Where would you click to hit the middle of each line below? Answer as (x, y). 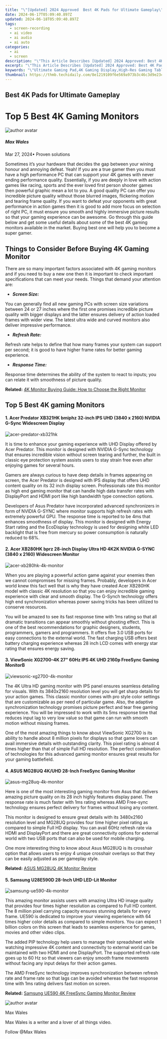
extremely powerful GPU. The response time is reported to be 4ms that (78, 516)
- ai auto (20, 42)
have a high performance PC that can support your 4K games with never (80, 175)
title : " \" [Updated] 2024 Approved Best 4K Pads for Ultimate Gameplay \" (84, 10)
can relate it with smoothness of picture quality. (54, 380)
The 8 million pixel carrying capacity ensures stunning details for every (78, 911)
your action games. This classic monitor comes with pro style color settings (83, 696)
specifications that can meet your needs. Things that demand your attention (83, 279)
